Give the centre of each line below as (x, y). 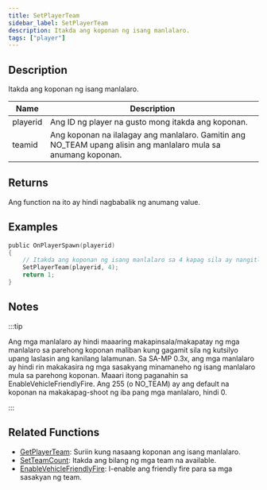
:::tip (15, 326)
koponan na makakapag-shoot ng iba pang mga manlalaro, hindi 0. (118, 392)
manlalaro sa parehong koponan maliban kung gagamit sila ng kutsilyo (123, 349)
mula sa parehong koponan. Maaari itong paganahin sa (98, 375)
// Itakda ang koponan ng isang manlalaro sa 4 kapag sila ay (128, 260)
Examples (33, 227)
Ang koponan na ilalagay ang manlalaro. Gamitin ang (148, 135)
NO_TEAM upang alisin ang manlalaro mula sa (135, 145)
